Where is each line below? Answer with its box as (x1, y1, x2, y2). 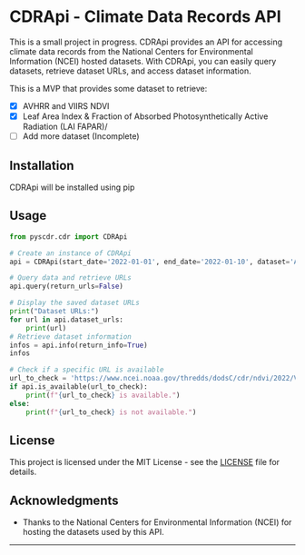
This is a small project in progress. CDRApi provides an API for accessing (9, 36, 283, 47)
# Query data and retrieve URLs (9, 273, 132, 282)
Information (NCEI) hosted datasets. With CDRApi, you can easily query (9, 55, 277, 66)
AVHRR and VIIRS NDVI (22, 100, 110, 111)
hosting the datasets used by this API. (22, 527, 165, 538)
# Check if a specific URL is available (9, 365, 165, 374)
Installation (9, 157, 74, 173)
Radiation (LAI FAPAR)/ (22, 121, 108, 133)
